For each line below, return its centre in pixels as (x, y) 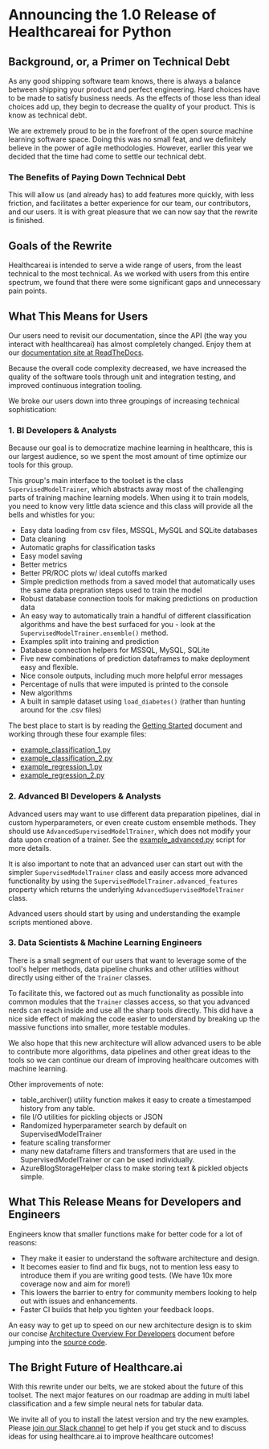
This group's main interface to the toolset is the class (96, 481)
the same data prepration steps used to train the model (111, 590)
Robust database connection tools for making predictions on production (139, 599)
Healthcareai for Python (90, 32)
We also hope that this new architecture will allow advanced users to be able (135, 1042)
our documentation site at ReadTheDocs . (76, 353)
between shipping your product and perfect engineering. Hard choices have (134, 89)
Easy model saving (51, 556)
